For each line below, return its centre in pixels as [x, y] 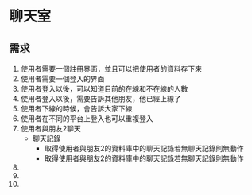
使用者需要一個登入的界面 [62, 79]
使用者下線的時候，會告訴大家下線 [76, 109]
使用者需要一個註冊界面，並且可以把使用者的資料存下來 [111, 69]
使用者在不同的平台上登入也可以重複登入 [87, 119]
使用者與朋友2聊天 [51, 129]
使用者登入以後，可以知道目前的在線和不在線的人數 [104, 89]
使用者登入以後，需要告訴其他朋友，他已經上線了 [101, 99]
